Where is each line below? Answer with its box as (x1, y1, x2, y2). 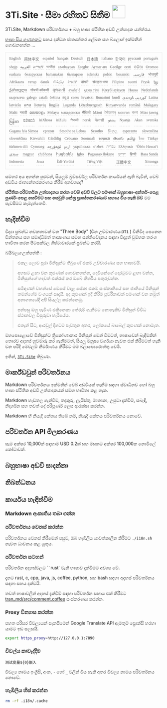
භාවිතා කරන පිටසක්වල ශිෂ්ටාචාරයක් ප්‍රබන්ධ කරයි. (5, 239, 102, 245)
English (9, 55, 21, 61)
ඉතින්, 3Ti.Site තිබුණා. (5, 353, 51, 359)
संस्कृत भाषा (92, 79, 109, 84)
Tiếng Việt (86, 159, 103, 164)
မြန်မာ (9, 119, 19, 124)
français (56, 55, 69, 61)
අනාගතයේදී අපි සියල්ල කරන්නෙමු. (17, 296, 83, 302)
